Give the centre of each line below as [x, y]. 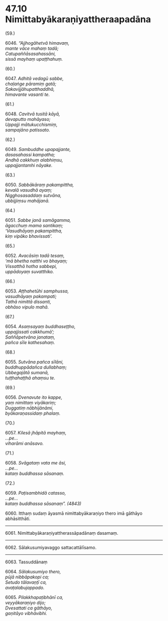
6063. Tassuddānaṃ [26, 562]
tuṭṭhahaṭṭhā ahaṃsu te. [30, 378]
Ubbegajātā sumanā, [27, 372]
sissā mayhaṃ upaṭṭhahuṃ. [34, 59]
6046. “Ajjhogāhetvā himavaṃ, [37, 43]
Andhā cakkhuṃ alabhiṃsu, [34, 160]
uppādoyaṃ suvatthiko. [29, 271]
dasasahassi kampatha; [30, 154]
